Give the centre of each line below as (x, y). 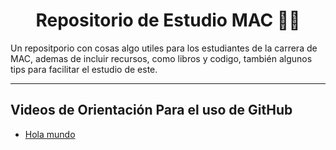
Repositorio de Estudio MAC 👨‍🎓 (168, 20)
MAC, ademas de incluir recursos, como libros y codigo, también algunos (161, 58)
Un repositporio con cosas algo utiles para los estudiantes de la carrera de (164, 48)
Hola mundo (50, 134)
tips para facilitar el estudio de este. (84, 69)
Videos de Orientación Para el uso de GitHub (151, 110)
